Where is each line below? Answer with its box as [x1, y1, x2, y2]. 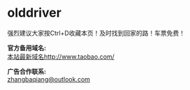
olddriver [7, 5, 61, 21]
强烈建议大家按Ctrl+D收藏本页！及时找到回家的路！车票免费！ [7, 29, 186, 37]
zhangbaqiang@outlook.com [7, 75, 91, 83]
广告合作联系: [7, 67, 47, 75]
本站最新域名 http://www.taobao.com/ [7, 52, 115, 61]
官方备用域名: [7, 43, 47, 52]
